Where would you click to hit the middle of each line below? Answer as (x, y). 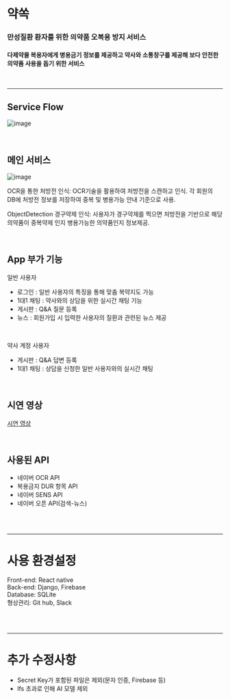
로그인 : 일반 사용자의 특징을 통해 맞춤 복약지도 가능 (85, 292)
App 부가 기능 (35, 260)
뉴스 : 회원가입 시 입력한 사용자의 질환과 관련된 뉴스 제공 (92, 317)
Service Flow (35, 107)
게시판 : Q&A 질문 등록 (47, 309)
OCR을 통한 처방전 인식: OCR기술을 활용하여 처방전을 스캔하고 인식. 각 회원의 (110, 191)
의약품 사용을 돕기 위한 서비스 (46, 63)
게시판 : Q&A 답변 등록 (47, 359)
